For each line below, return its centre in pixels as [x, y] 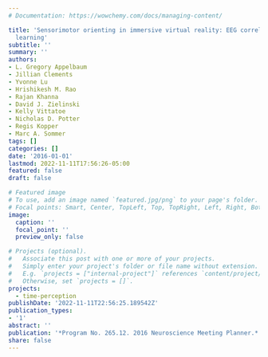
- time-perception [46, 296]
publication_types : [41, 311]
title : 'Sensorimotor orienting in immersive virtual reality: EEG [123, 30]
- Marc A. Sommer [37, 134]
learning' [32, 37]
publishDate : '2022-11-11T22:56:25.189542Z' [83, 304]
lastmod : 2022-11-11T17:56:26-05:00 [69, 163]
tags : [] [23, 141]
